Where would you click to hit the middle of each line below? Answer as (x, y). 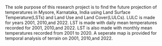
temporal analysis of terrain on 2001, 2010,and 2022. (59, 38)
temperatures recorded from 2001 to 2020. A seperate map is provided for (81, 33)
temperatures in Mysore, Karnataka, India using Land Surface (68, 12)
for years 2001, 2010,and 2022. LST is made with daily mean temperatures (81, 23)
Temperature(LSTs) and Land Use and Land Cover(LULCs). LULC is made (80, 17)
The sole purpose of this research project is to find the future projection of (81, 7)
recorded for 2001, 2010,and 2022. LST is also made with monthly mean (79, 28)
